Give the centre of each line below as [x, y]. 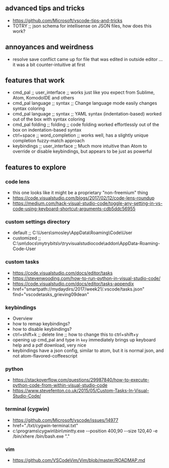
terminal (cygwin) [27, 409]
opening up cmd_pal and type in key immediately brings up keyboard [84, 340]
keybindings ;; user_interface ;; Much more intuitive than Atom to [80, 146]
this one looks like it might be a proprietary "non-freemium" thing [80, 193]
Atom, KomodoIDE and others [43, 98]
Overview [22, 318]
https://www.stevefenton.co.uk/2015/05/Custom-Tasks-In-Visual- [81, 391]
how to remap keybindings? [41, 324]
